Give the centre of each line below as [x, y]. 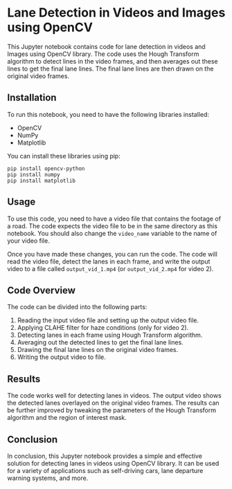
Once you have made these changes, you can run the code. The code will [113, 254]
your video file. [28, 241]
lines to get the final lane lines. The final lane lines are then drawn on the [110, 68]
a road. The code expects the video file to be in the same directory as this [113, 225]
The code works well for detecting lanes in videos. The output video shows [114, 396]
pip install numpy [34, 174]
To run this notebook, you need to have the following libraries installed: [108, 114]
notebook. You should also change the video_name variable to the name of [112, 233]
